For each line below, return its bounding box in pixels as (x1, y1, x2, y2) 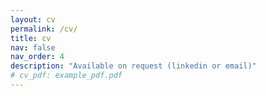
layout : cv (10, 14, 56, 25)
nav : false (10, 42, 56, 53)
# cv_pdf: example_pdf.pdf (10, 71, 123, 81)
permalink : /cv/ (10, 24, 78, 34)
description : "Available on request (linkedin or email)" (10, 61, 257, 71)
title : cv (10, 33, 52, 43)
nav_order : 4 (10, 52, 65, 62)
